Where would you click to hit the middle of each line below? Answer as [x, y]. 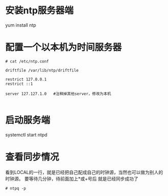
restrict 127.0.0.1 [26, 79]
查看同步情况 [32, 157]
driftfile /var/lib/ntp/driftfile [42, 70]
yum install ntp [21, 25]
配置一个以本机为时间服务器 [64, 47]
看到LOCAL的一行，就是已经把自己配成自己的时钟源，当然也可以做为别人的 [84, 172]
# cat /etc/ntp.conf [27, 61]
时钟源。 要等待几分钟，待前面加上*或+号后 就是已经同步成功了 [72, 179]
